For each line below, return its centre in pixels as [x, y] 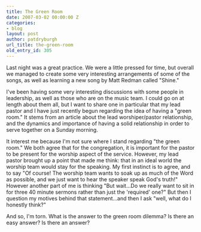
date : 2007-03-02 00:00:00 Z [42, 17]
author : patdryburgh [32, 39]
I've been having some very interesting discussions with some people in [95, 92]
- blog [14, 28]
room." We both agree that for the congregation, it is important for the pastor [100, 147]
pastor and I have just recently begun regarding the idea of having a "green [99, 110]
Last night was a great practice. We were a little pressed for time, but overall [100, 67]
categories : [21, 23]
